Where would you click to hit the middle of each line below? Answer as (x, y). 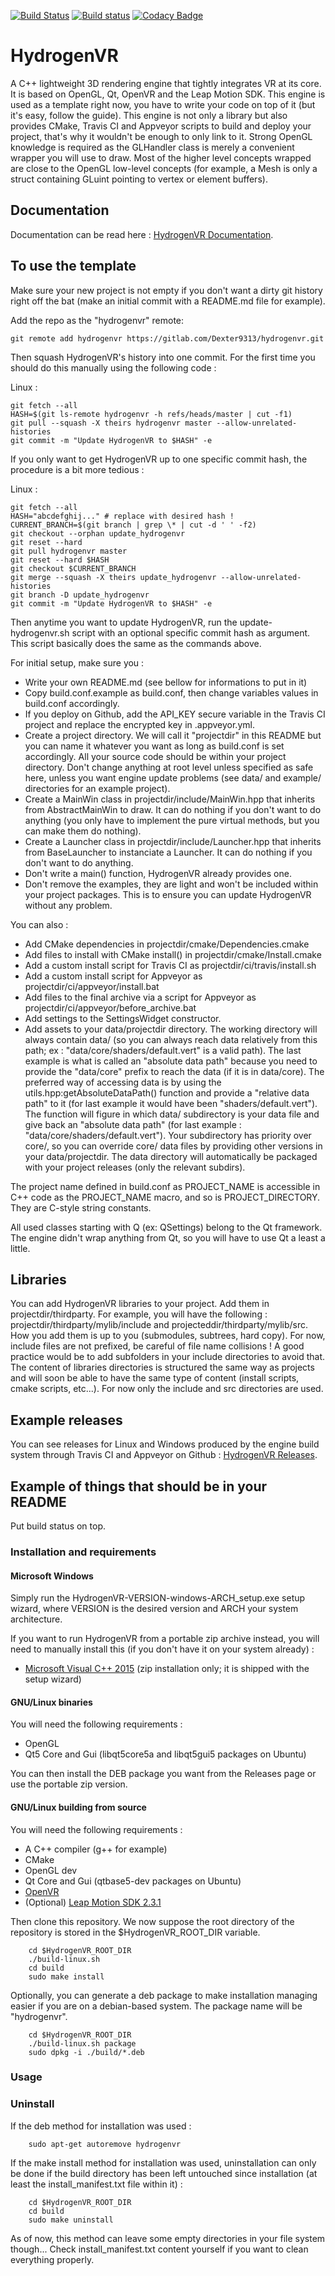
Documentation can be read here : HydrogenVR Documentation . (142, 234)
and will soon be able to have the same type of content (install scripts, (155, 1378)
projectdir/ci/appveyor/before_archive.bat (110, 1007)
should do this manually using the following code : (113, 367)
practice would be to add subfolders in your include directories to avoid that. (168, 1357)
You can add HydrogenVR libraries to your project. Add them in (140, 1304)
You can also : (39, 924)
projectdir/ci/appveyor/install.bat (92, 986)
